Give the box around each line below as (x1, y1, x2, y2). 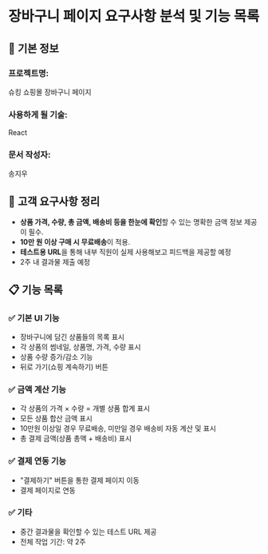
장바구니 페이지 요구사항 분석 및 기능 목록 (8, 7, 260, 26)
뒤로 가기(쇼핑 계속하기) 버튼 (19, 361, 109, 372)
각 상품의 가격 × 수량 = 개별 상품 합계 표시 (19, 404, 150, 413)
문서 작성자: (8, 149, 51, 161)
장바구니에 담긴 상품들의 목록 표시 (19, 332, 125, 341)
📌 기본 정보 (8, 42, 60, 55)
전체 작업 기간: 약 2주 (19, 536, 86, 546)
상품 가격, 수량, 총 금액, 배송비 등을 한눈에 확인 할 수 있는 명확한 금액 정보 (19, 217, 243, 227)
